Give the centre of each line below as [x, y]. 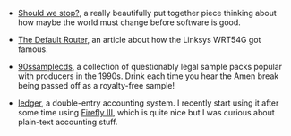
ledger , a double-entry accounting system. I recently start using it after [148, 103]
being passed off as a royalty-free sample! [96, 85]
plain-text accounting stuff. [68, 122]
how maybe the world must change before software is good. [129, 22]
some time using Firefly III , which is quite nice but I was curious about [146, 112]
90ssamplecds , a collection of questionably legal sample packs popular [150, 67]
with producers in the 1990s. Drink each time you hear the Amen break [148, 76]
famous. [33, 49]
